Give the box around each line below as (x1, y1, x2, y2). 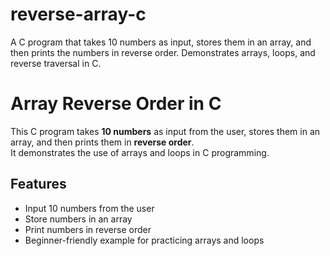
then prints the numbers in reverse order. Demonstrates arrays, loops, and (10, 46, 316, 58)
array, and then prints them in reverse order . (10, 136, 195, 148)
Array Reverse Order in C (10, 93, 222, 115)
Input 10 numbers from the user (24, 202, 155, 214)
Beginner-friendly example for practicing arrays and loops (24, 234, 265, 246)
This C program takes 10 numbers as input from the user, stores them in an (10, 125, 321, 137)
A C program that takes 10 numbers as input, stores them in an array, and (10, 36, 312, 48)
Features (10, 176, 67, 193)
